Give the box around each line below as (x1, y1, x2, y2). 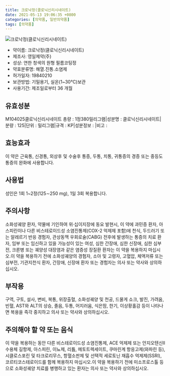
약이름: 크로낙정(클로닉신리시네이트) (12, 47, 85, 53)
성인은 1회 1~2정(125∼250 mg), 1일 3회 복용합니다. (5, 190, 108, 196)
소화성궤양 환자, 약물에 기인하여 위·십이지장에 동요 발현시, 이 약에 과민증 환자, (5, 221, 158, 227)
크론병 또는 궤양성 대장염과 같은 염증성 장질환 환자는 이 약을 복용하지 (12, 246, 147, 252)
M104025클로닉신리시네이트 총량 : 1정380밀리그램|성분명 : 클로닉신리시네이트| (5, 116, 161, 122)
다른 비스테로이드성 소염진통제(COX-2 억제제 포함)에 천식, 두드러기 (27, 227, 160, 234)
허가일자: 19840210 (12, 72, 52, 79)
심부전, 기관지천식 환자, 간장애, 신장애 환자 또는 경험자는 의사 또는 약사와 (5, 259, 149, 265)
